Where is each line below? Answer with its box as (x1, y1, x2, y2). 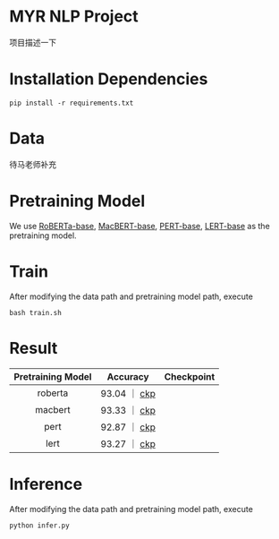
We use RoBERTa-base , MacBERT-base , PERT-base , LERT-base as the (9, 220, 270, 231)
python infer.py (9, 521, 70, 530)
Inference (9, 474, 83, 494)
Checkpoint (164, 370, 216, 382)
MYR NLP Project (9, 6, 139, 27)
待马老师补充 (9, 158, 56, 169)
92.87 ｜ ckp (100, 421, 156, 433)
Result (9, 338, 58, 358)
